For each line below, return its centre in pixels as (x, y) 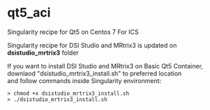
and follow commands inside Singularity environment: (84, 80)
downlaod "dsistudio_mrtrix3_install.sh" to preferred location (95, 73)
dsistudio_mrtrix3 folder (43, 53)
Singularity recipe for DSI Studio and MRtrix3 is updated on (92, 45)
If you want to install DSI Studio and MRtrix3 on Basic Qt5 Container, (105, 66)
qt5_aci (29, 13)
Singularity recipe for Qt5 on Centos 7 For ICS (73, 32)
